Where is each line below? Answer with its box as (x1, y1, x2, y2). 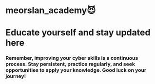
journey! (5, 73, 26, 80)
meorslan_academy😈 (5, 5, 96, 16)
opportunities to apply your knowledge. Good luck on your (5, 67, 147, 74)
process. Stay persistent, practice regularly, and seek (5, 61, 136, 67)
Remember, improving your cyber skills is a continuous (5, 55, 138, 62)
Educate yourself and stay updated (5, 27, 151, 38)
